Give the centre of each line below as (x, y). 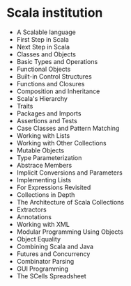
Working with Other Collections (61, 143)
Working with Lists (43, 135)
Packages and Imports (49, 113)
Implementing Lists (44, 180)
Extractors (31, 209)
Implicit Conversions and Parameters (69, 173)
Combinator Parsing (45, 261)
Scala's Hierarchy (42, 98)
